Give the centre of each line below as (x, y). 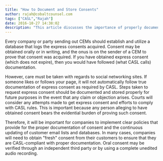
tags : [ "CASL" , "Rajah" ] (29, 18)
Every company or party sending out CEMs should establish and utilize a (78, 41)
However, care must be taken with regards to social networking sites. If (76, 77)
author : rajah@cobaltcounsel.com (39, 14)
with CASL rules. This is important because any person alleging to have (76, 108)
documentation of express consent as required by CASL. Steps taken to (77, 87)
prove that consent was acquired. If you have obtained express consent (77, 57)
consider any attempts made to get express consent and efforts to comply (79, 103)
